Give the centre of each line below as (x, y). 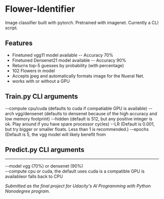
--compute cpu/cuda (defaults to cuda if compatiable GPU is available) (76, 108)
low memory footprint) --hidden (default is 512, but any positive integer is (79, 119)
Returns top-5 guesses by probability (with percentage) (68, 65)
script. (11, 27)
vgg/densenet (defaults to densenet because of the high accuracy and (86, 113)
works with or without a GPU (41, 81)
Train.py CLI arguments (41, 97)
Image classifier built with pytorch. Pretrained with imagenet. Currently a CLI (82, 23)
